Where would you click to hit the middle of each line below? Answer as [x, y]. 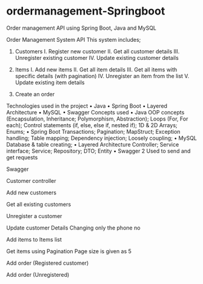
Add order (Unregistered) [38, 274]
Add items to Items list [34, 239]
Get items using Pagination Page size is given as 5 [69, 251]
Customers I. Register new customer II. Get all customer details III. [97, 51]
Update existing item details [50, 82]
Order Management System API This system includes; [74, 39]
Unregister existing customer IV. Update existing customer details [97, 58]
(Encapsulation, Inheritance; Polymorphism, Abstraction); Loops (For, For [97, 119]
